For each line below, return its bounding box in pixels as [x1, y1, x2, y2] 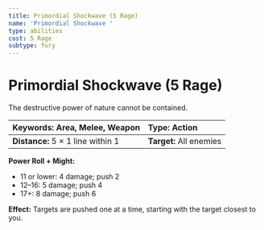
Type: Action [147, 122, 198, 133]
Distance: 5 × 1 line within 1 [12, 136, 120, 147]
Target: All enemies [147, 136, 222, 147]
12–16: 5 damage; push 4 [19, 180, 103, 190]
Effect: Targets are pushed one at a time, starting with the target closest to [8, 204, 256, 214]
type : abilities [8, 27, 63, 35]
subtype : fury [8, 42, 56, 50]
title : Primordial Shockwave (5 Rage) [8, 11, 138, 20]
